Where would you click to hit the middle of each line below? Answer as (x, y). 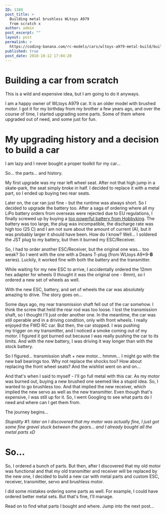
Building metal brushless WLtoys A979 (50, 19)
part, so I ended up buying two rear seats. (48, 193)
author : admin (20, 28)
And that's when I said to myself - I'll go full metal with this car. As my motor (83, 376)
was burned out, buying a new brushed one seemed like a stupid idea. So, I (82, 381)
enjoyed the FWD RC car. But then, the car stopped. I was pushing (72, 325)
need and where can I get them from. (43, 403)
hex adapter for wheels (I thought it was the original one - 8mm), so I (75, 275)
